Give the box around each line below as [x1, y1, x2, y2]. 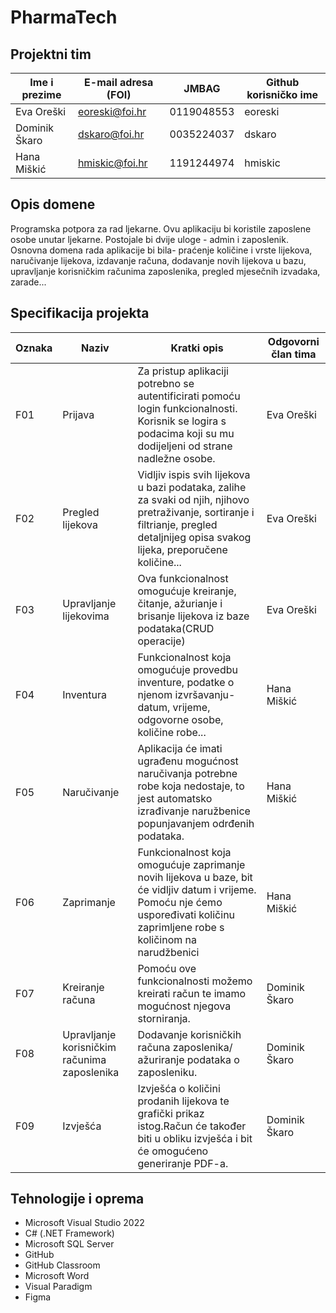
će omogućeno [137, 1144, 209, 1158]
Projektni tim [10, 46, 92, 63]
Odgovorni [267, 334, 320, 348]
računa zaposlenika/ [137, 1040, 233, 1054]
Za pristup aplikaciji [137, 364, 229, 378]
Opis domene [10, 196, 96, 213]
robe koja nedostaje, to [137, 779, 245, 793]
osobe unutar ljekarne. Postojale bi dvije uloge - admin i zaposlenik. [10, 233, 289, 245]
